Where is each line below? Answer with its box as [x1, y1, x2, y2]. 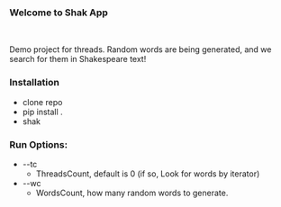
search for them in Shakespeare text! [9, 54, 147, 65]
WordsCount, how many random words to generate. [35, 187, 229, 198]
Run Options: [9, 138, 68, 150]
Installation [9, 76, 60, 89]
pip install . [22, 106, 63, 117]
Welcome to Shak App [9, 6, 108, 19]
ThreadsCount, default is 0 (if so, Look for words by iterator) [35, 168, 260, 179]
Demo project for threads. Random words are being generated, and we [9, 44, 272, 55]
